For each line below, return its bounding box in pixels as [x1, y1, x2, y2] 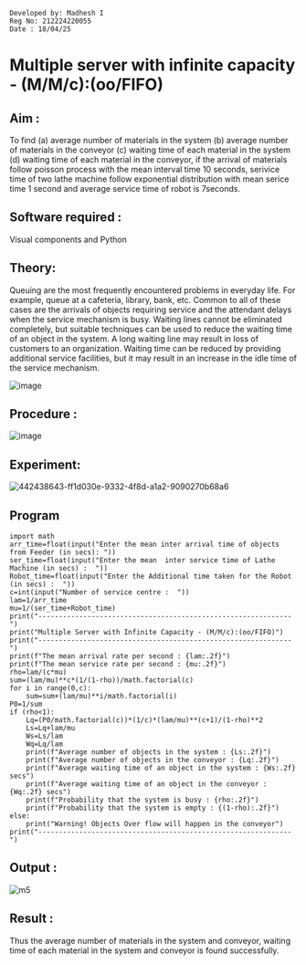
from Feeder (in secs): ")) [9, 548, 117, 557]
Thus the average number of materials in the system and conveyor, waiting [9, 935, 290, 946]
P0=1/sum [9, 699, 43, 709]
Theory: [9, 260, 57, 276]
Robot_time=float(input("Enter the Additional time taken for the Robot [9, 572, 292, 582]
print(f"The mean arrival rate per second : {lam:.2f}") [9, 652, 231, 661]
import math [9, 532, 55, 541]
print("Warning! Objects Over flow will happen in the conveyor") [26, 820, 284, 829]
